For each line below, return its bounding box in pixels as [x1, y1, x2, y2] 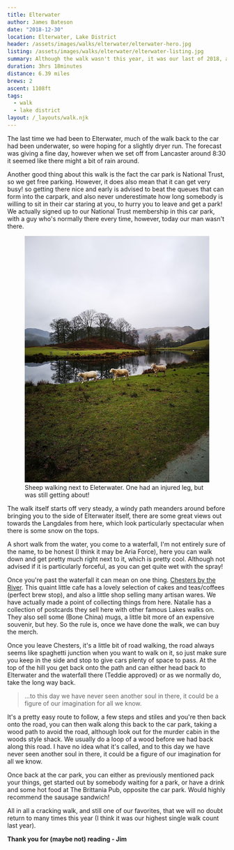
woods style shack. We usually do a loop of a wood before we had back [7, 735, 214, 743]
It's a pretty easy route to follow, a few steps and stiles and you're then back [7, 713, 226, 722]
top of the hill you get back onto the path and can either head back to [7, 664, 207, 672]
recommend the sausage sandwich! [7, 793, 110, 802]
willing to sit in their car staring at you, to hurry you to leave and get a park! [7, 200, 223, 208]
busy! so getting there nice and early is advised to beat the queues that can [7, 185, 224, 193]
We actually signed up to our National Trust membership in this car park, [7, 207, 215, 216]
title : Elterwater [7, 11, 61, 18]
